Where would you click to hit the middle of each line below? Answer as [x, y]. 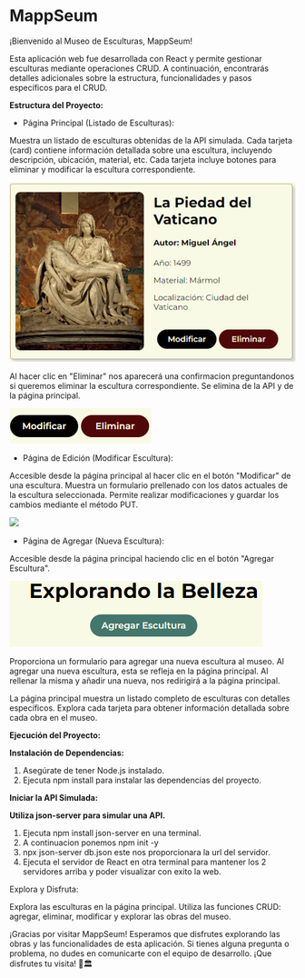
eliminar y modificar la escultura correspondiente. [103, 169]
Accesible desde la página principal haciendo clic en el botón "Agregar [142, 558]
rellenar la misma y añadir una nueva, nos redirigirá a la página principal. [145, 680]
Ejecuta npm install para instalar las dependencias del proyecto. [142, 780]
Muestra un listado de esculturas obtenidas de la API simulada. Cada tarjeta [151, 140]
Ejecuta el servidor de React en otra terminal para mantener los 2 [144, 862]
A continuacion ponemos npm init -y [90, 843]
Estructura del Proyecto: [56, 105]
